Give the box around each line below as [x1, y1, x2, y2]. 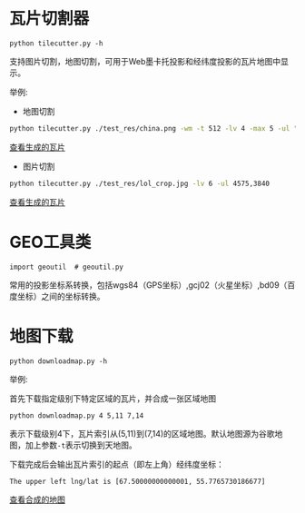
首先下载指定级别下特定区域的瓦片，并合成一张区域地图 [9, 392, 216, 404]
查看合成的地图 [9, 494, 65, 505]
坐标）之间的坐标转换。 [16, 291, 105, 301]
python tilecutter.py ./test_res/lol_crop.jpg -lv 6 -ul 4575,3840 [9, 179, 271, 188]
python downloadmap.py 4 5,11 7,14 [9, 410, 144, 420]
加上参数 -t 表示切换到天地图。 [25, 439, 138, 450]
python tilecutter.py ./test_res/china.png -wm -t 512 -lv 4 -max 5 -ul [9, 123, 290, 133]
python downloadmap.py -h [9, 356, 107, 366]
